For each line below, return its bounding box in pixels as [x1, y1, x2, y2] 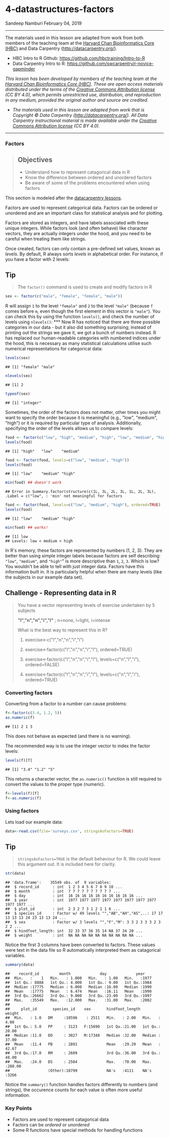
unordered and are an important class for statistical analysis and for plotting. [5, 210, 163, 216]
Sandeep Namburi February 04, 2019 [5, 20, 82, 26]
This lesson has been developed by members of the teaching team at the [5, 76, 157, 82]
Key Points [5, 1105, 32, 1112]
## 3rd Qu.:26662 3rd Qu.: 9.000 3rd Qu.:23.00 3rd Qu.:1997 [5, 993, 152, 999]
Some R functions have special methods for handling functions [12, 1127, 143, 1133]
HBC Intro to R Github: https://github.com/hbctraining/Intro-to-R [12, 55, 145, 61]
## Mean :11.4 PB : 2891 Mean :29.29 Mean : [5, 1042, 161, 1047]
